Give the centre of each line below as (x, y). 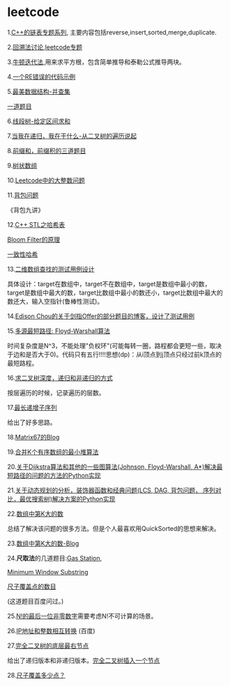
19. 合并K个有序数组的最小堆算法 (53, 452)
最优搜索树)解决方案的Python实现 (67, 499)
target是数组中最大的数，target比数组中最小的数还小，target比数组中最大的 (115, 293)
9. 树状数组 (22, 165)
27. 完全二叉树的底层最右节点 (48, 646)
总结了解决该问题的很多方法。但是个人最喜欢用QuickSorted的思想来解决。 (114, 528)
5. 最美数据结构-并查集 (39, 91)
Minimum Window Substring (48, 572)
